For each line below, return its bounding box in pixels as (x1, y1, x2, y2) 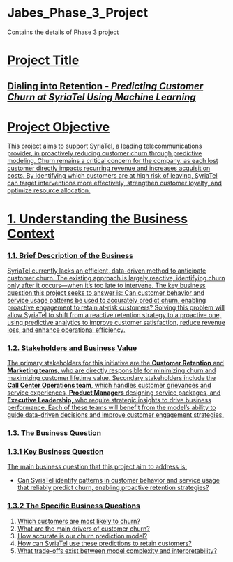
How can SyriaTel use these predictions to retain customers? (17, 539, 192, 547)
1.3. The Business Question (7, 428, 102, 438)
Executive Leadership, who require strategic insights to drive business (7, 396, 211, 404)
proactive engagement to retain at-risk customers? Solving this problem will (7, 303, 225, 312)
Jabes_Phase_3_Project (7, 5, 149, 21)
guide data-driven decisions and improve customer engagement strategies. (7, 411, 225, 419)
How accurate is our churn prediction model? (17, 531, 148, 540)
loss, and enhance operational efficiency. (7, 326, 126, 334)
